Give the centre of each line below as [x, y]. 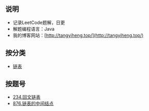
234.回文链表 [27, 97]
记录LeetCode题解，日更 [39, 23]
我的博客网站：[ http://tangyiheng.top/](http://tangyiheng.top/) [78, 35]
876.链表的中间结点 [33, 103]
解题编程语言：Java [34, 29]
